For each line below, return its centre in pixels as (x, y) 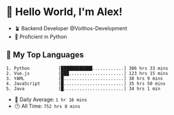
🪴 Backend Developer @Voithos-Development (71, 28)
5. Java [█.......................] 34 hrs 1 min (83, 89)
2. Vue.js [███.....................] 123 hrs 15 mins (87, 73)
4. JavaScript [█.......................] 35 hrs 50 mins (86, 84)
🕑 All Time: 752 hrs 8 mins (47, 106)
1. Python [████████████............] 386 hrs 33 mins (87, 68)
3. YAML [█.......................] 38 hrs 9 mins (85, 78)
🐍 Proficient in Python (41, 37)
